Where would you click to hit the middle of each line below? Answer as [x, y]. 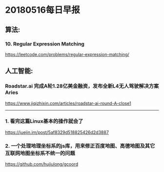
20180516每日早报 [43, 10]
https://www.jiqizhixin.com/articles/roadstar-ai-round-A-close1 [68, 103]
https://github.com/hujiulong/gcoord [42, 164]
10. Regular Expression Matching [45, 43]
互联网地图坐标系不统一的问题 [40, 153]
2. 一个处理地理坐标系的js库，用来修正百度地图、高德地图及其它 [80, 146]
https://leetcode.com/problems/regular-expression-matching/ [67, 54]
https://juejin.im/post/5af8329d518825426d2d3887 [57, 132]
